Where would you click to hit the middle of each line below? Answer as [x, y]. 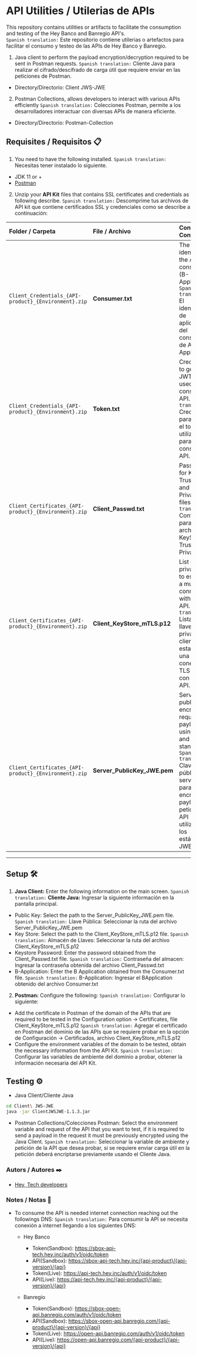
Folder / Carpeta [32, 231]
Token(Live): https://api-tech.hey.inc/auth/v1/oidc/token [99, 1273]
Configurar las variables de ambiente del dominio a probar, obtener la [98, 1056]
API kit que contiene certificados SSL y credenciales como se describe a [102, 206]
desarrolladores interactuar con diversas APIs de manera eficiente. [95, 111]
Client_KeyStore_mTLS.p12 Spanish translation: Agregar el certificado [101, 1025]
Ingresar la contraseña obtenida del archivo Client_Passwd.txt [89, 965]
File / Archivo [112, 231]
